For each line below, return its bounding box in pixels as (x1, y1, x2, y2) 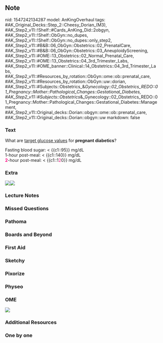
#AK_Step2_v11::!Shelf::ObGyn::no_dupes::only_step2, (5, 37, 113, 43)
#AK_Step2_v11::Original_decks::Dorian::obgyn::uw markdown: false (5, 114, 140, 120)
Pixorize (5, 270, 25, 277)
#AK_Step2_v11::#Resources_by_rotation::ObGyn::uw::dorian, (5, 78, 127, 84)
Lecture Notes (5, 192, 39, 199)
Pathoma (5, 218, 27, 225)
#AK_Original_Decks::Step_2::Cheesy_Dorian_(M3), (5, 22, 107, 28)
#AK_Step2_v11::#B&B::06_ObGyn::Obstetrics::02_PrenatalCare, (5, 42, 132, 48)
